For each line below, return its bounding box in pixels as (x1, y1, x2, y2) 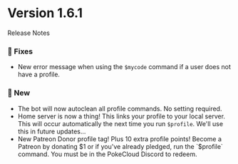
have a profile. (17, 70, 61, 79)
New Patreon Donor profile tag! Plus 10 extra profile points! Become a (17, 134, 222, 143)
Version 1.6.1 (7, 5, 83, 21)
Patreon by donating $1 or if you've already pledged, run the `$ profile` (17, 142, 223, 150)
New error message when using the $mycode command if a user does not (17, 63, 232, 71)
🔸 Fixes (7, 46, 33, 56)
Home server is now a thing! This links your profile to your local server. (17, 112, 226, 121)
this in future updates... (17, 127, 86, 135)
